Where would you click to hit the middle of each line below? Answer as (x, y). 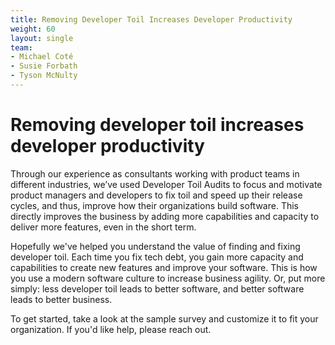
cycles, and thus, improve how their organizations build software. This (154, 205)
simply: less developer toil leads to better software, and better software (157, 288)
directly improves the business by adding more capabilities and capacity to (165, 216)
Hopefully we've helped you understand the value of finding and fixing (155, 246)
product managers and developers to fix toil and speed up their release (156, 195)
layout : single (42, 38)
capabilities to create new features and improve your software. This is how (164, 267)
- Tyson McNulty (44, 76)
